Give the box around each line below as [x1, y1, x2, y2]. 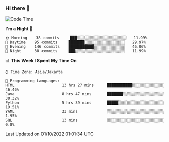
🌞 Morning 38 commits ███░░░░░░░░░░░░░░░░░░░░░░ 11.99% [5, 35, 148, 41]
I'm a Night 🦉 [5, 26, 33, 32]
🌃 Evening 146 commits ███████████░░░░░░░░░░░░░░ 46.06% [5, 44, 146, 49]
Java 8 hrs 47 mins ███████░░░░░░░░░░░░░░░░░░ [5, 92, 164, 97]
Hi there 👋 [5, 5, 30, 12]
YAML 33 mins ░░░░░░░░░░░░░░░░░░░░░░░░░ [5, 109, 164, 114]
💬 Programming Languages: [5, 78, 60, 84]
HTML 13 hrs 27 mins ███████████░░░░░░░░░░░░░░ [5, 83, 164, 88]
